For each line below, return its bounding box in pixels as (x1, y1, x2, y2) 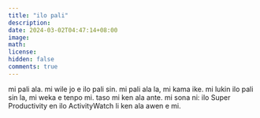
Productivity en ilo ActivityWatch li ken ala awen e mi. (8, 101, 181, 110)
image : (8, 33, 30, 42)
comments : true (8, 63, 58, 71)
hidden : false (8, 56, 55, 64)
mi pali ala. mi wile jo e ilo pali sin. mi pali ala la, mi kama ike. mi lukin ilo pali (8, 84, 254, 94)
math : (8, 41, 26, 49)
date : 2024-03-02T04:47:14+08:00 (8, 26, 118, 34)
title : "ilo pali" (8, 11, 69, 20)
